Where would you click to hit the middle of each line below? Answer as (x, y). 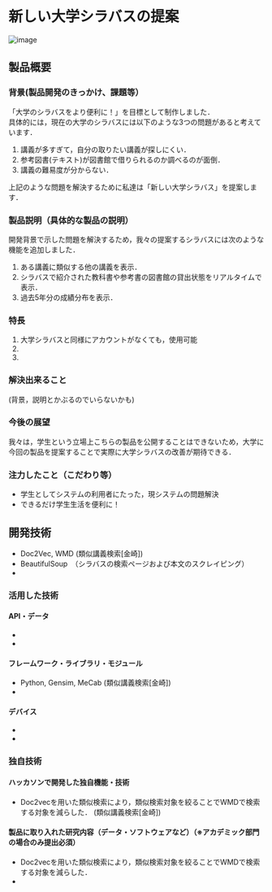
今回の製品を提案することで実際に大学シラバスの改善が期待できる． (122, 451)
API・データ (29, 616)
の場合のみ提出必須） (44, 842)
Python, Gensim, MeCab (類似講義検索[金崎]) (96, 683)
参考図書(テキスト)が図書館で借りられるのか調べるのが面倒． (122, 159)
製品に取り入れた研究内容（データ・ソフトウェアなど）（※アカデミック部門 (134, 832)
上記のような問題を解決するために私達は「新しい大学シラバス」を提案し (129, 187)
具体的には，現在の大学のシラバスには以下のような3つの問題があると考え (131, 122)
